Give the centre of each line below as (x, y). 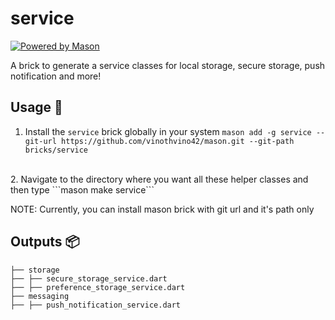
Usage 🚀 (36, 107)
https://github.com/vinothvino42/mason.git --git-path (178, 141)
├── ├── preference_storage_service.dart (98, 287)
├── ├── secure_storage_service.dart (89, 278)
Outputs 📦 (45, 242)
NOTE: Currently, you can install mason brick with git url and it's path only (162, 209)
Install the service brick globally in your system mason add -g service (168, 131)
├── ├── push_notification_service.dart (96, 305)
